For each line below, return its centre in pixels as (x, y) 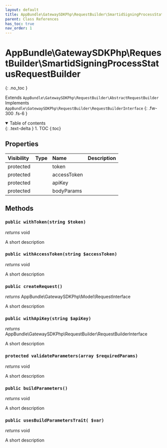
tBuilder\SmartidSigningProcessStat (82, 64)
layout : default (22, 10)
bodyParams (67, 191)
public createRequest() (34, 286)
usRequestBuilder (43, 74)
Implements (17, 103)
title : (12, 14)
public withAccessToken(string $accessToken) (61, 254)
